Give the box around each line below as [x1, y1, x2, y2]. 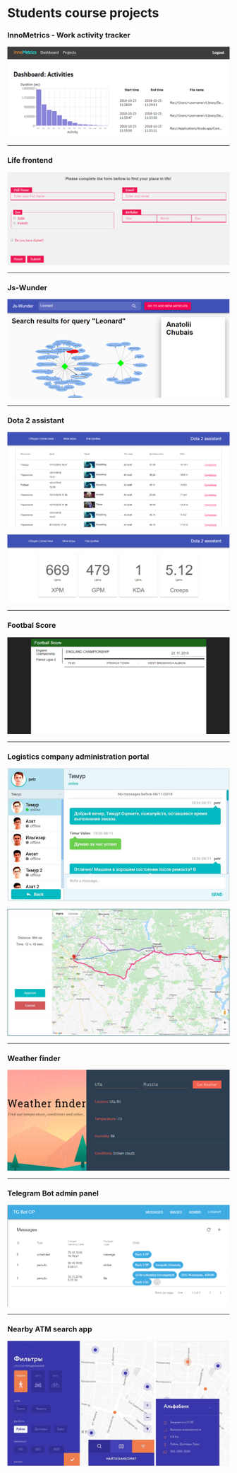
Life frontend [7, 156, 53, 166]
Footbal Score [7, 621, 56, 631]
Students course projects [7, 5, 159, 21]
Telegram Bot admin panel [7, 1188, 99, 1198]
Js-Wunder [7, 282, 48, 292]
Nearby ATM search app [7, 1324, 92, 1334]
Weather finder [7, 1053, 61, 1063]
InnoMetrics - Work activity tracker [7, 30, 130, 40]
